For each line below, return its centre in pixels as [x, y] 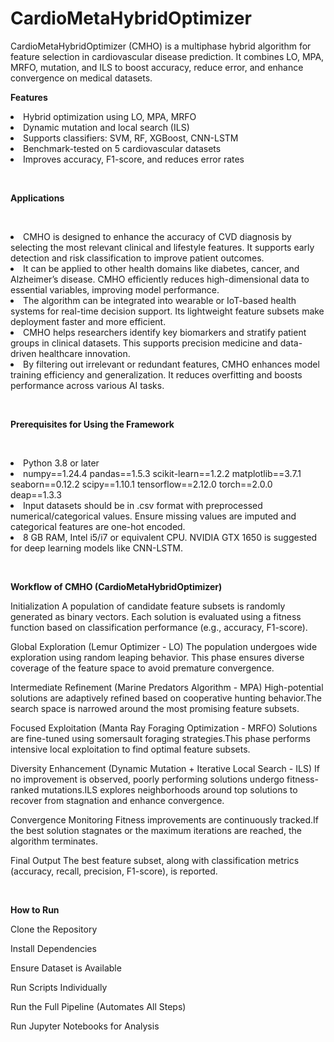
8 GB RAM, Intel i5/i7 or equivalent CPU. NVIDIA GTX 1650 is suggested [170, 537]
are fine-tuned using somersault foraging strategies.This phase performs [160, 738]
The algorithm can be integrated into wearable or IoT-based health [160, 300]
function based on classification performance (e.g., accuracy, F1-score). [159, 627]
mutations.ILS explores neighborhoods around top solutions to [169, 789]
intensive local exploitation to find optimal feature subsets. [130, 749]
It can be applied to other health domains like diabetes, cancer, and [161, 268]
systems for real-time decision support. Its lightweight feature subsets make [167, 311]
